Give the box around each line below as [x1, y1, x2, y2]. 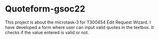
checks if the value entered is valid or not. [5, 29, 89, 35]
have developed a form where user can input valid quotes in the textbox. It [5, 24, 154, 30]
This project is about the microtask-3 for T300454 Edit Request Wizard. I [5, 19, 151, 25]
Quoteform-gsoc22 [5, 3, 86, 14]
